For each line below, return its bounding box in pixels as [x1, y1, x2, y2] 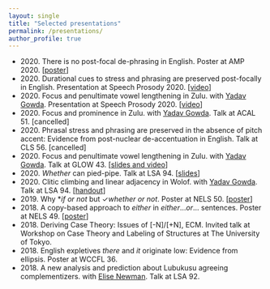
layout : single [8, 11, 60, 20]
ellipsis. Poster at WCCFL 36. [19, 254, 118, 264]
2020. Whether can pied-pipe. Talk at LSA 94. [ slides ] [19, 168, 200, 178]
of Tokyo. [19, 237, 53, 247]
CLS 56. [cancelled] [19, 142, 87, 152]
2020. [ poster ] [19, 66, 69, 75]
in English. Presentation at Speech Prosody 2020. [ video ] [19, 83, 212, 92]
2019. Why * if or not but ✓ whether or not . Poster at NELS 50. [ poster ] [19, 194, 253, 204]
